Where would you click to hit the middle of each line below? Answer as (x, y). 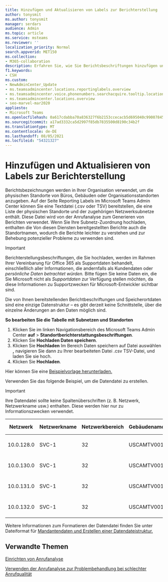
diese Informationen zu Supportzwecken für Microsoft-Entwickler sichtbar (82, 284)
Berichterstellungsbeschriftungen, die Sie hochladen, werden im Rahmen (80, 258)
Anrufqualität (18, 574)
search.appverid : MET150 (31, 52)
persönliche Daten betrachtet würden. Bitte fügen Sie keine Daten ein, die (81, 274)
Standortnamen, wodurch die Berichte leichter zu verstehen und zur (75, 233)
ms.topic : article (24, 33)
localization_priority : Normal (38, 47)
